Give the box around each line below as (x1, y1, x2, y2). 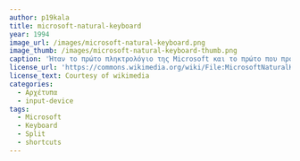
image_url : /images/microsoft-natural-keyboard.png (9, 38, 205, 47)
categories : (9, 80, 54, 89)
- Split (17, 130, 46, 139)
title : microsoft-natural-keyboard (9, 21, 142, 30)
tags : (9, 105, 29, 114)
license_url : (9, 64, 58, 72)
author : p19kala (9, 13, 70, 22)
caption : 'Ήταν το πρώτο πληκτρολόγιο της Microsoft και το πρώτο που (9, 55, 278, 64)
